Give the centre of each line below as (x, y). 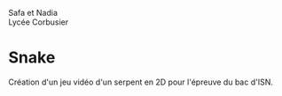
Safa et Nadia (33, 13)
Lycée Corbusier (38, 22)
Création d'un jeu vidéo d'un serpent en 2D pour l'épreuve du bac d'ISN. (141, 82)
